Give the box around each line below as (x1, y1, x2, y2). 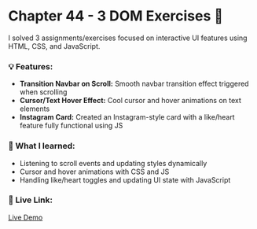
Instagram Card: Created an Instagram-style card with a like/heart (19, 113, 235, 122)
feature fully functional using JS (19, 121, 123, 131)
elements (19, 104, 50, 113)
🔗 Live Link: (8, 194, 53, 205)
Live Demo (8, 212, 43, 222)
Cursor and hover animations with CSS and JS (19, 167, 170, 176)
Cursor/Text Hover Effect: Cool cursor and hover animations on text (19, 96, 242, 105)
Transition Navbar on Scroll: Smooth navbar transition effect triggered (19, 79, 249, 89)
